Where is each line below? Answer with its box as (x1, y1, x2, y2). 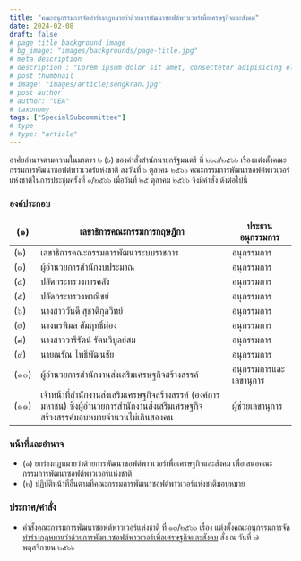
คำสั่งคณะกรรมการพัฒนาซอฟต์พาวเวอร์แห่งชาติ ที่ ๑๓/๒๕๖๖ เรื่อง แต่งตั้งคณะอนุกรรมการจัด (21, 522, 291, 532)
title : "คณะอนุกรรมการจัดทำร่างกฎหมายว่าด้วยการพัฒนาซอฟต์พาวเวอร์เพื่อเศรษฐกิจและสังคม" (9, 13, 260, 22)
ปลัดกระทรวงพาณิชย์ (39, 290, 109, 303)
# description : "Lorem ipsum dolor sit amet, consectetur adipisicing (9, 64, 282, 73)
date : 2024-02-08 (9, 22, 74, 30)
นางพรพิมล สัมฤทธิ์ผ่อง (39, 319, 117, 332)
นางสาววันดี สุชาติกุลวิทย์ (39, 305, 124, 317)
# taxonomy (9, 105, 50, 114)
